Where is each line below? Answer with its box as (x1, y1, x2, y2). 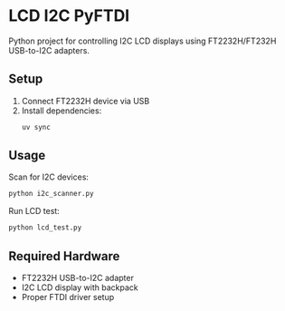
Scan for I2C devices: (8, 171, 90, 182)
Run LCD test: (8, 206, 60, 217)
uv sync (21, 122, 51, 131)
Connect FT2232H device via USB (21, 95, 150, 106)
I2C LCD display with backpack (21, 282, 138, 293)
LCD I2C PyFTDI (8, 5, 130, 26)
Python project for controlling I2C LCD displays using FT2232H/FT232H (8, 35, 277, 46)
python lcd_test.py (8, 223, 82, 232)
